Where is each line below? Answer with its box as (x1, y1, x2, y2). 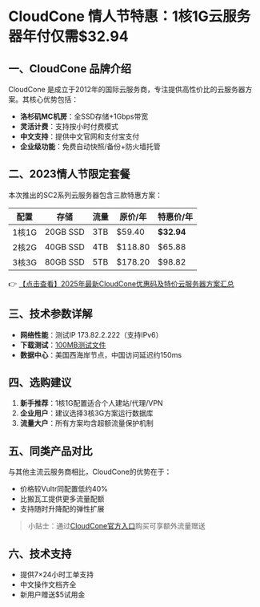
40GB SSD (44, 241, 86, 253)
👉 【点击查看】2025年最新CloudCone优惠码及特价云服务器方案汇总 (8, 278, 234, 289)
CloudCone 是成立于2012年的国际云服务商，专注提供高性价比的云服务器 (8, 85, 246, 94)
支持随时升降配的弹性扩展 (19, 504, 105, 514)
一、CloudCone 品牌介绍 (8, 62, 132, 75)
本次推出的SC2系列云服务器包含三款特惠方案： (8, 190, 162, 200)
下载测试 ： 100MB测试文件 (19, 340, 106, 350)
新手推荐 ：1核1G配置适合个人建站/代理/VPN (19, 399, 163, 408)
